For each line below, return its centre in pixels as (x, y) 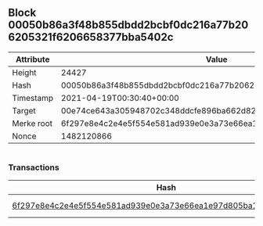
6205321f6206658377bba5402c (91, 37)
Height (24, 72)
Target (24, 110)
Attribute (32, 59)
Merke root (32, 123)
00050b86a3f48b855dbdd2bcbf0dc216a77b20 (128, 25)
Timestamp (33, 98)
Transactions (34, 167)
